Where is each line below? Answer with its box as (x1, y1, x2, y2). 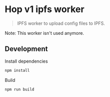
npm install (5, 68, 30, 73)
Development (5, 44, 48, 54)
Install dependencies (5, 58, 48, 64)
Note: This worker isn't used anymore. (5, 30, 84, 36)
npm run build (5, 87, 35, 92)
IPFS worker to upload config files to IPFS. (17, 20, 105, 26)
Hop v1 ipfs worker (5, 4, 85, 15)
